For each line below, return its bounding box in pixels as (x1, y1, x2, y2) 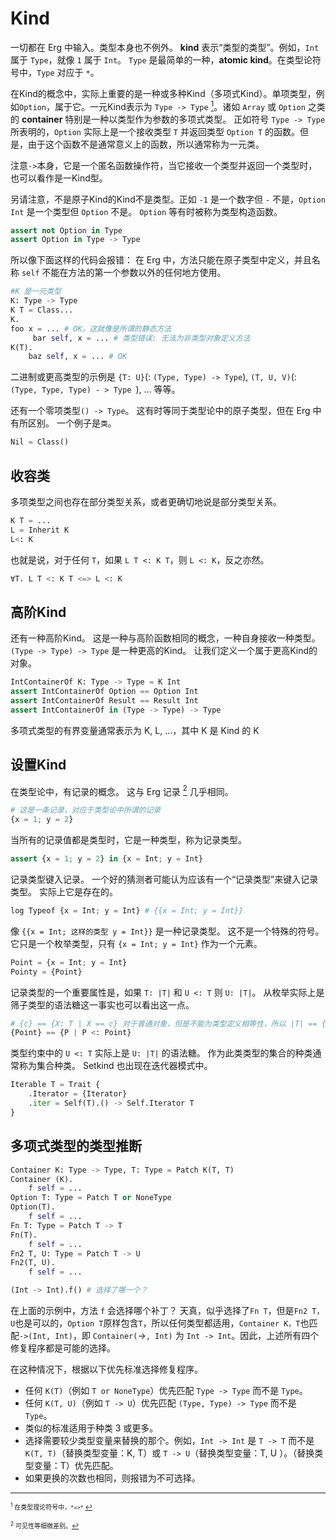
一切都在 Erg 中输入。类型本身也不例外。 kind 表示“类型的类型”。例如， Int (10, 41, 320, 53)
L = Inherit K (10, 525, 70, 535)
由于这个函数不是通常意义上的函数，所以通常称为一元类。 (27, 138, 265, 150)
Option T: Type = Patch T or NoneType (10, 1193, 172, 1203)
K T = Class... (10, 305, 74, 316)
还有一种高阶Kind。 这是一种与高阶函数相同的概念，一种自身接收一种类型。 (10, 632, 321, 644)
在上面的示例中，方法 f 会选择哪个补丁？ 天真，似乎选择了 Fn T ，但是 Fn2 (10, 1305, 308, 1316)
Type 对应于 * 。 (36, 66, 100, 78)
